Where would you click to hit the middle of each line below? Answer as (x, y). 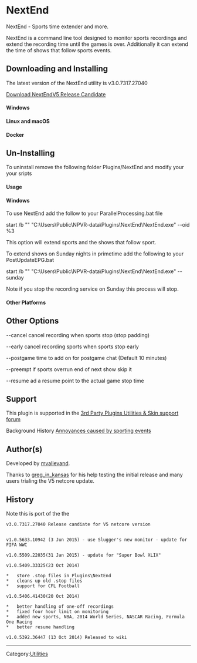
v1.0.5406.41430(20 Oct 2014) (43, 596)
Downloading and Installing (57, 69)
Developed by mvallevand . (38, 463)
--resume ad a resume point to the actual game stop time (75, 381)
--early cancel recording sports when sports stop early (72, 346)
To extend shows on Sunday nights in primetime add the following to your (95, 254)
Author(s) (24, 449)
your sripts (19, 173)
